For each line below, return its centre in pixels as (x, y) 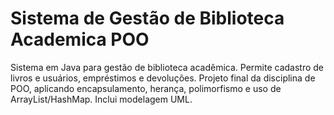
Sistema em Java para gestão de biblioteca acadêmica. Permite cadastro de (167, 67)
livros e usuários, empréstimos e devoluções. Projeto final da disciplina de (163, 78)
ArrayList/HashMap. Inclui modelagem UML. (101, 99)
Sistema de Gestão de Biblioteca (147, 18)
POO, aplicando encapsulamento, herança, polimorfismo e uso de (146, 88)
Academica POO (80, 39)
